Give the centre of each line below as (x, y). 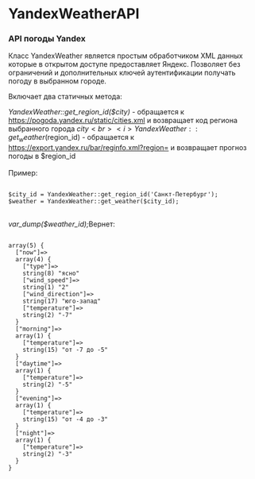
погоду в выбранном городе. (58, 81)
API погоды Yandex (47, 39)
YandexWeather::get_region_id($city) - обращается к (97, 112)
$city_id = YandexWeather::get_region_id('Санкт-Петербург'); (113, 195)
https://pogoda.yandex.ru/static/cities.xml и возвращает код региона (123, 121)
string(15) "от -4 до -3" (66, 419)
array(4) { (33, 260)
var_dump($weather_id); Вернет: (62, 224)
